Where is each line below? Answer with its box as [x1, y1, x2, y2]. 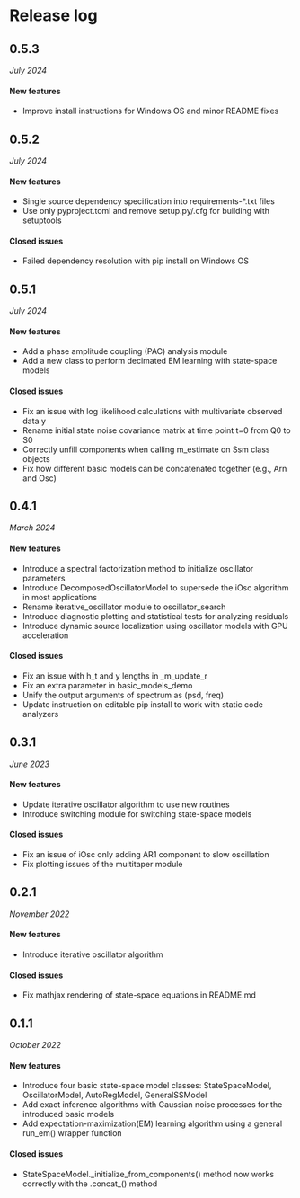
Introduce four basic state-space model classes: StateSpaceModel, [22, 1080, 272, 1091]
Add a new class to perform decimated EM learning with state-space [22, 356, 278, 367]
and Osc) [22, 473, 57, 484]
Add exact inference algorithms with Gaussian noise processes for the [22, 1099, 283, 1110]
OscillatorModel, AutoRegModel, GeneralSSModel [22, 1089, 207, 1101]
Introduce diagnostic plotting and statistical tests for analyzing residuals [22, 610, 289, 621]
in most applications [22, 591, 97, 602]
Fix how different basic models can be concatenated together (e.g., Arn [22, 463, 287, 474]
